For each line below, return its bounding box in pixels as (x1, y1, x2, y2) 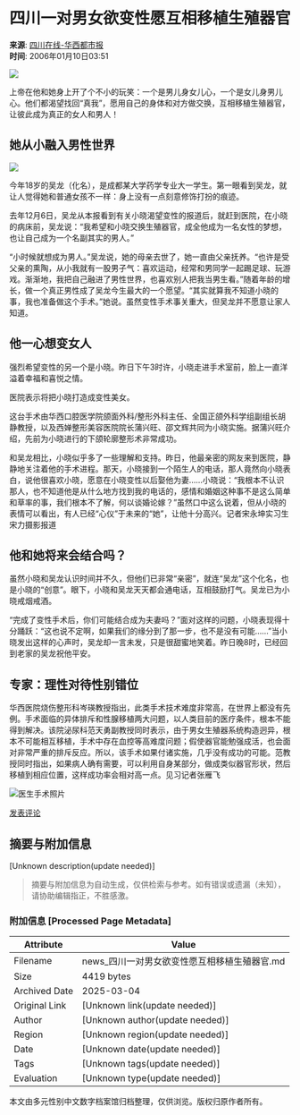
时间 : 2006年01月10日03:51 (9, 50, 109, 61)
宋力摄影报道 (9, 519, 56, 530)
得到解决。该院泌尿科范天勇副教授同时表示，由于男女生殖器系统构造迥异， (9, 725, 283, 736)
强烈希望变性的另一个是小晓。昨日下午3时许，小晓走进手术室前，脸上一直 (9, 362, 280, 372)
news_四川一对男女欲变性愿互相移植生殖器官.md (81, 955, 286, 967)
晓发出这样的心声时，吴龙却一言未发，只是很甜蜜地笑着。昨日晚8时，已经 (9, 637, 280, 648)
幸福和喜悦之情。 (24, 372, 87, 383)
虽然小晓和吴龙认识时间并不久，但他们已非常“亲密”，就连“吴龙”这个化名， (9, 574, 281, 584)
